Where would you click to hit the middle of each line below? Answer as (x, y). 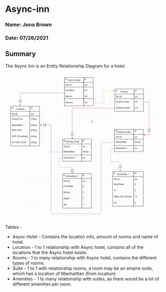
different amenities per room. (42, 284)
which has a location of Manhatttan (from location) (64, 274)
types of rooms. (28, 263)
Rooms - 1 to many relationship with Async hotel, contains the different (84, 258)
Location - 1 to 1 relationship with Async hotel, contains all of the (78, 247)
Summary (21, 54)
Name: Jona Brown (28, 25)
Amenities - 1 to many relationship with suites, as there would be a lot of (86, 279)
